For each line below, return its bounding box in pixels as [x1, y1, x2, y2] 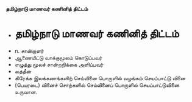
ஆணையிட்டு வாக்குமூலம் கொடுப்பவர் [14, 54, 102, 61]
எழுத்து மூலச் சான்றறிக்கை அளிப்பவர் [14, 61, 104, 68]
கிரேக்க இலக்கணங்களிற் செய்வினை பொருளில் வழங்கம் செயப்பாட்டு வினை [14, 74, 186, 81]
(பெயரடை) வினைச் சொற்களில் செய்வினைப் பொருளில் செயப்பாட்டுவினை [14, 81, 180, 89]
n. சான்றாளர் [14, 47, 44, 54]
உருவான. [14, 88, 38, 95]
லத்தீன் [14, 67, 32, 75]
